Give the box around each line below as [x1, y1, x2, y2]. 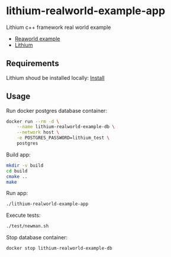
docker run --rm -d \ [6, 118, 60, 125]
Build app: [6, 151, 31, 158]
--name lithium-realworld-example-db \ [17, 124, 115, 130]
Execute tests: [6, 212, 41, 219]
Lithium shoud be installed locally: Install [6, 74, 105, 81]
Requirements [6, 58, 59, 69]
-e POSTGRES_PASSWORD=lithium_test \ [17, 135, 110, 141]
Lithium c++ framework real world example [6, 24, 111, 31]
